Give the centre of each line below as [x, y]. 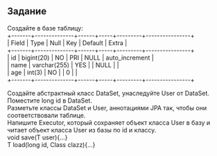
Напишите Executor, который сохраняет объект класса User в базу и [109, 122]
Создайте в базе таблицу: [45, 28]
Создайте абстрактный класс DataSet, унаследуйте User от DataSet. [108, 93]
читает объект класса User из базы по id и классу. [82, 130]
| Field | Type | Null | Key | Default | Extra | [67, 43]
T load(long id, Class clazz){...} [51, 144]
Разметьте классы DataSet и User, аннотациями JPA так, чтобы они [107, 107]
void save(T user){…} [37, 137]
